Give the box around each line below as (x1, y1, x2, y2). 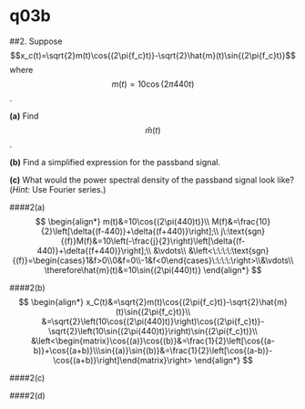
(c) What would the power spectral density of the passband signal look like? (9, 174, 294, 185)
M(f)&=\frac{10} (211, 215, 271, 226)
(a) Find (9, 110, 39, 121)
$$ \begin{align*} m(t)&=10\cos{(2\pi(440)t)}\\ (35, 215, 210, 226)
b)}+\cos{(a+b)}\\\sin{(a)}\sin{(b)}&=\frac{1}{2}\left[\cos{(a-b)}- (33, 344, 273, 356)
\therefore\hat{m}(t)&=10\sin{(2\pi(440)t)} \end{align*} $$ (44, 264, 262, 275)
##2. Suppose (9, 36, 63, 47)
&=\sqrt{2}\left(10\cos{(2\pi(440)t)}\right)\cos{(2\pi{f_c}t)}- (41, 316, 265, 327)
